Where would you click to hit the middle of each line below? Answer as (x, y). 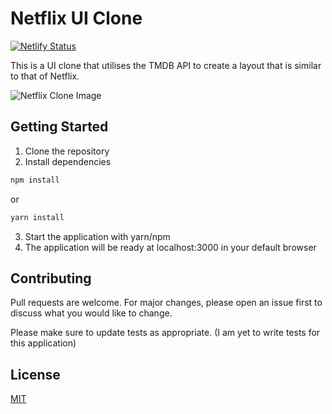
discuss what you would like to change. (91, 313)
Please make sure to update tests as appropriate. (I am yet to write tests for (165, 333)
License (35, 374)
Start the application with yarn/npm (97, 236)
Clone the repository (67, 151)
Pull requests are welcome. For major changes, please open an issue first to (166, 303)
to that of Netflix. (45, 76)
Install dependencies (68, 161)
